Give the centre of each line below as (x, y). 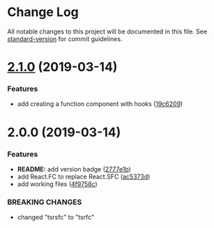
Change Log (43, 12)
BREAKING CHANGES (45, 202)
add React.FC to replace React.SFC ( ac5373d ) (84, 176)
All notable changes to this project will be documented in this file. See (107, 31)
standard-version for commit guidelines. (65, 38)
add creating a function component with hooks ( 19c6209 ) (100, 104)
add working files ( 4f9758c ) (57, 184)
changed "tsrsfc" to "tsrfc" (56, 218)
